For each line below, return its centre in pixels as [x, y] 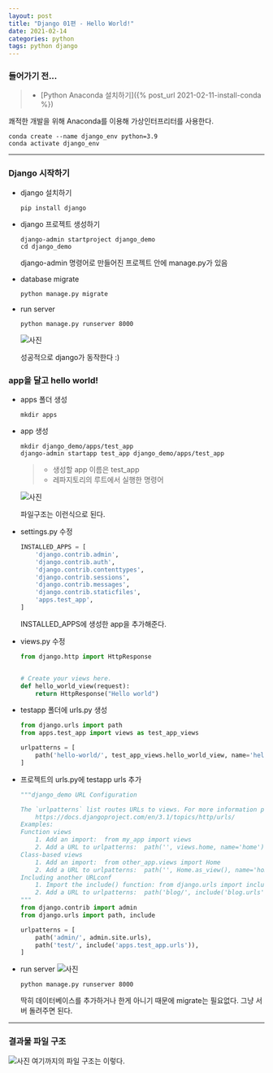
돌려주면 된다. [51, 1011]
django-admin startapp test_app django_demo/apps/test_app [122, 454]
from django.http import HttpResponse [86, 656]
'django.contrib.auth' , [75, 562]
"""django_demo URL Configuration [78, 795]
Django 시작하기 [39, 173]
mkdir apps [39, 415]
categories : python [41, 39]
